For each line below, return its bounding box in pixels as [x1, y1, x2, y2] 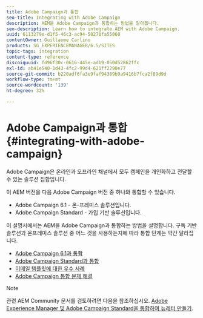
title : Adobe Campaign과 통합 [6, 8, 79, 15]
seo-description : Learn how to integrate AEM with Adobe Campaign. [6, 25, 181, 32]
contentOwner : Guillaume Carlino [6, 37, 91, 43]
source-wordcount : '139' [6, 82, 69, 88]
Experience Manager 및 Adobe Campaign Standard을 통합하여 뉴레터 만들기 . [6, 304, 194, 312]
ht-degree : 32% [6, 88, 45, 94]
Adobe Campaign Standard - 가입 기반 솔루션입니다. [15, 208, 142, 216]
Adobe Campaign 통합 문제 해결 [15, 272, 93, 279]
